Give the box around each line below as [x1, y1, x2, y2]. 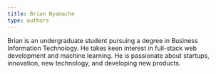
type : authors [7, 17, 50, 24]
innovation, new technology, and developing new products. [7, 58, 181, 67]
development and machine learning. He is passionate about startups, [7, 51, 210, 60]
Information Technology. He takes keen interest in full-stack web [7, 44, 197, 52]
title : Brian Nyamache [7, 10, 75, 18]
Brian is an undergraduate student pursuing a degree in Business [7, 36, 198, 44]
